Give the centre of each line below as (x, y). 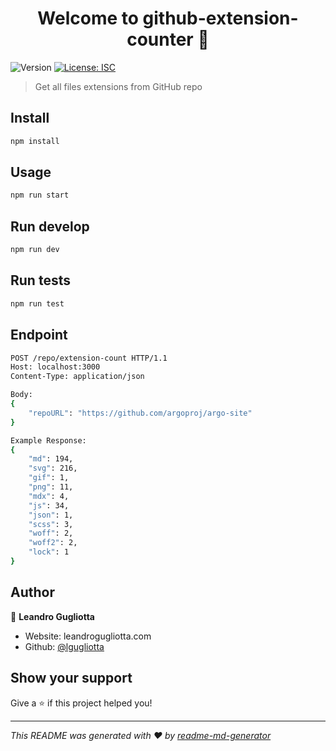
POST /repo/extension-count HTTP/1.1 (89, 358)
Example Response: (48, 440)
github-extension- (220, 18)
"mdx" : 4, (49, 496)
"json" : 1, (51, 515)
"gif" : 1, (49, 478)
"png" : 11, (51, 487)
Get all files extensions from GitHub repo (118, 86)
